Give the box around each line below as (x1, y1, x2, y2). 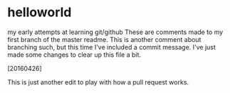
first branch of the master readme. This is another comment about (7, 35, 202, 43)
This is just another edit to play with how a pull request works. (7, 77, 189, 86)
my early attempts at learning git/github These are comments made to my (7, 28, 224, 36)
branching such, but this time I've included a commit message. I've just (7, 43, 216, 51)
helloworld (7, 4, 72, 21)
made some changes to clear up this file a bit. (7, 50, 141, 59)
